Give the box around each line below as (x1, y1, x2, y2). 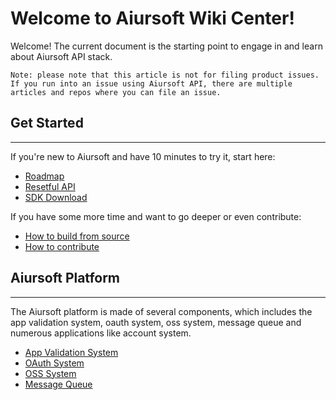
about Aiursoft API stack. (10, 50, 113, 62)
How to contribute (24, 240, 100, 252)
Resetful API (24, 180, 76, 192)
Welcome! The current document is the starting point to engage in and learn (10, 40, 323, 52)
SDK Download (24, 191, 88, 203)
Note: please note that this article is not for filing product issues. (10, 70, 320, 80)
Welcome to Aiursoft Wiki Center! (10, 7, 295, 30)
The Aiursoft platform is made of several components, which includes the (10, 305, 313, 317)
